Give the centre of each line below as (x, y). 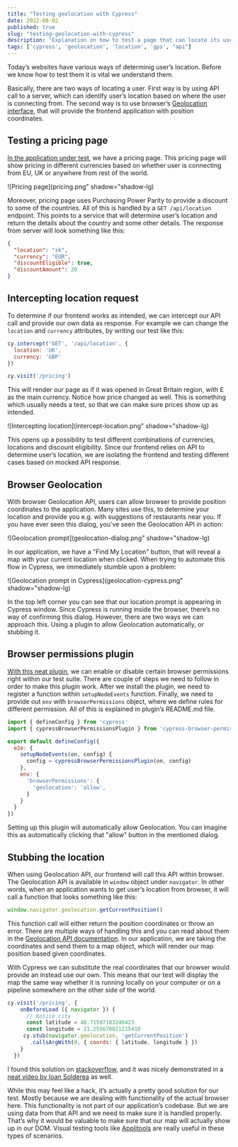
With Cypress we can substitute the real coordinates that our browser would (119, 967)
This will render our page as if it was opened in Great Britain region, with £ (116, 390)
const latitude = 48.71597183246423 (80, 1023)
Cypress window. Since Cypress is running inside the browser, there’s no (113, 610)
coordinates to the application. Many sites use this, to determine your (108, 509)
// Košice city (49, 1016)
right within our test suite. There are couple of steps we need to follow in (113, 678)
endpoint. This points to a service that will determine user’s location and (112, 215)
